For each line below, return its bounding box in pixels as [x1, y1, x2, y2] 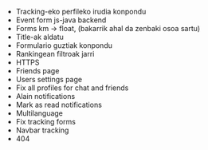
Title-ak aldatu [15, 32, 64, 41]
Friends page [15, 66, 60, 75]
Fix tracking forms [15, 117, 76, 126]
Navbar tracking [15, 125, 69, 135]
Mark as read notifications [15, 100, 102, 109]
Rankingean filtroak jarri [15, 49, 95, 58]
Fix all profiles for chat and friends [15, 83, 129, 93]
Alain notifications [15, 92, 76, 101]
